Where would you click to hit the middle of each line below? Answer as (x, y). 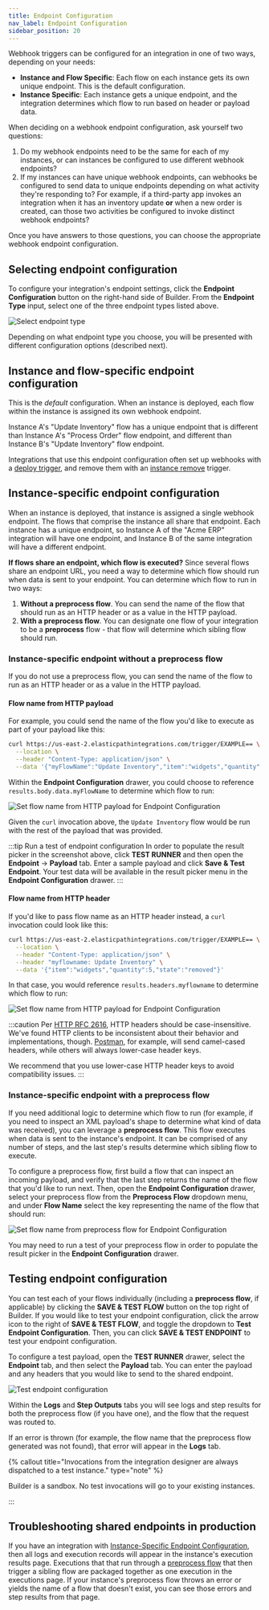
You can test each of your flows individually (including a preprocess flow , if (134, 1298)
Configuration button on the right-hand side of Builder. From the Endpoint (131, 298)
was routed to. (32, 1422)
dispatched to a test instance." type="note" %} (86, 1470)
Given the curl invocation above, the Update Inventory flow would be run (129, 822)
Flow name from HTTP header (59, 898)
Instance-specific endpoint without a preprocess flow (116, 659)
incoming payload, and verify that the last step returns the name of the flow (133, 1180)
